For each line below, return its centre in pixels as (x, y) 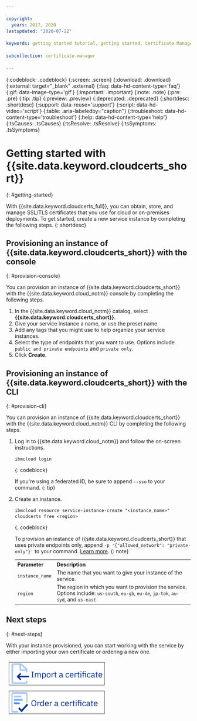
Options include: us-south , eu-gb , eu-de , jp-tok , (113, 593)
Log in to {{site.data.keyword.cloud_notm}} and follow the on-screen (97, 441)
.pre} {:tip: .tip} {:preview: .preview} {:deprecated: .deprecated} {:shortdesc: (98, 98)
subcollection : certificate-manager (51, 56)
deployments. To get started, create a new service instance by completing (96, 218)
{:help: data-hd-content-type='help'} (123, 117)
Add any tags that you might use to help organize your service (90, 330)
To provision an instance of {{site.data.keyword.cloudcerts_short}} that (100, 539)
